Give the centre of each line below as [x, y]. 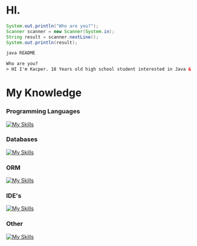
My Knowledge [44, 93]
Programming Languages [43, 111]
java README [21, 53]
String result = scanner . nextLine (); [52, 37]
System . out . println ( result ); [42, 42]
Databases [22, 139]
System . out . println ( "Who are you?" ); [52, 26]
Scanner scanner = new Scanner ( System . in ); [60, 31]
